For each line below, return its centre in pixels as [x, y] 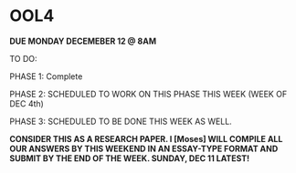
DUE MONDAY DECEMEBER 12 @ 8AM [83, 41]
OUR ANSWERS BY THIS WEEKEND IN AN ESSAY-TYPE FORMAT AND [144, 148]
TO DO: [24, 58]
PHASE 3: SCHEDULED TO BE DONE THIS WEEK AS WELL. [121, 121]
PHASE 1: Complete [46, 76]
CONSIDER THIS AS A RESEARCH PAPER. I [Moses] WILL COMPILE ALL [146, 138]
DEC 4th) [26, 103]
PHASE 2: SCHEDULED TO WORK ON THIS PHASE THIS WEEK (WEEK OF [148, 94]
